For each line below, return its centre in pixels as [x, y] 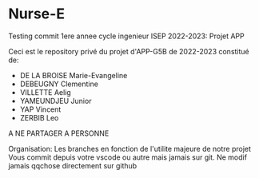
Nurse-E [37, 14]
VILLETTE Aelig [46, 92]
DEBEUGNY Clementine [59, 84]
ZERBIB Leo [39, 117]
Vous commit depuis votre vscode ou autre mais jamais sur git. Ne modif [128, 157]
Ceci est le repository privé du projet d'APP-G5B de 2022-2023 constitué [129, 51]
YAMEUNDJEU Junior [56, 101]
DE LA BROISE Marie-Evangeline [74, 75]
